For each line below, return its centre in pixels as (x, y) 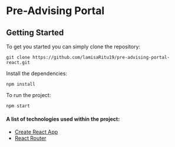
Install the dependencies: (37, 73)
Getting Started (35, 33)
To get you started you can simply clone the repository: (73, 46)
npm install (21, 84)
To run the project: (29, 95)
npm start (18, 106)
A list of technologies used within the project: (63, 119)
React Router (30, 138)
